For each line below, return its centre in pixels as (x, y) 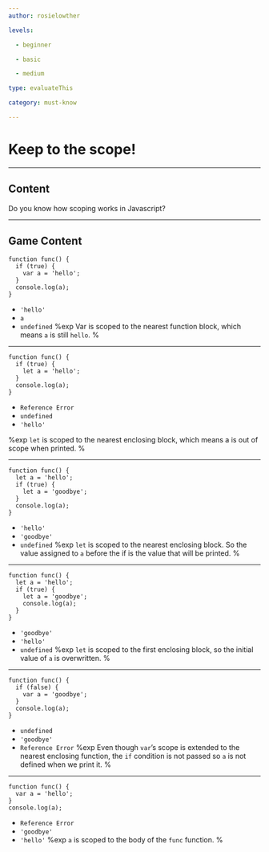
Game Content (45, 241)
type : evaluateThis (41, 88)
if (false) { (37, 687)
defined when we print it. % (66, 764)
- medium (30, 74)
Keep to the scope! (72, 150)
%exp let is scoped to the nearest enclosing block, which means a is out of (133, 440)
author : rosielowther (44, 16)
